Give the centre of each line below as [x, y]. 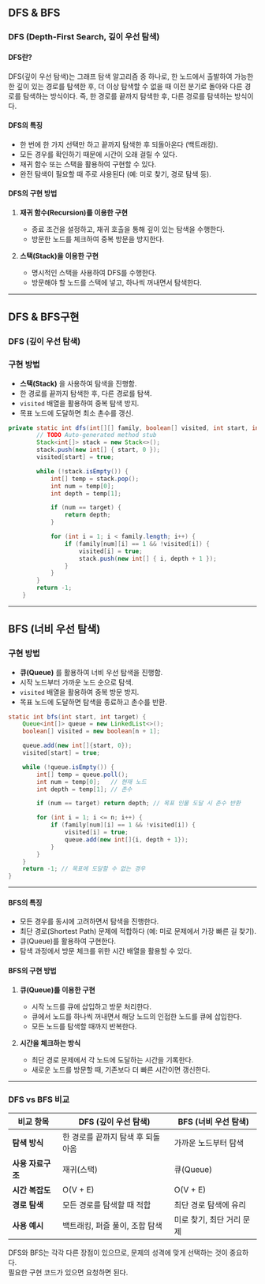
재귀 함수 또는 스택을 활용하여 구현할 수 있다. [88, 164]
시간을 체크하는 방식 [50, 1043]
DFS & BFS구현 [44, 317]
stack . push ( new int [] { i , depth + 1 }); [147, 558]
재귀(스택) [80, 1169]
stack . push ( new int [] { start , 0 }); [98, 450]
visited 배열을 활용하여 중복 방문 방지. [79, 692]
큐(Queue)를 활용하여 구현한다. [68, 941]
